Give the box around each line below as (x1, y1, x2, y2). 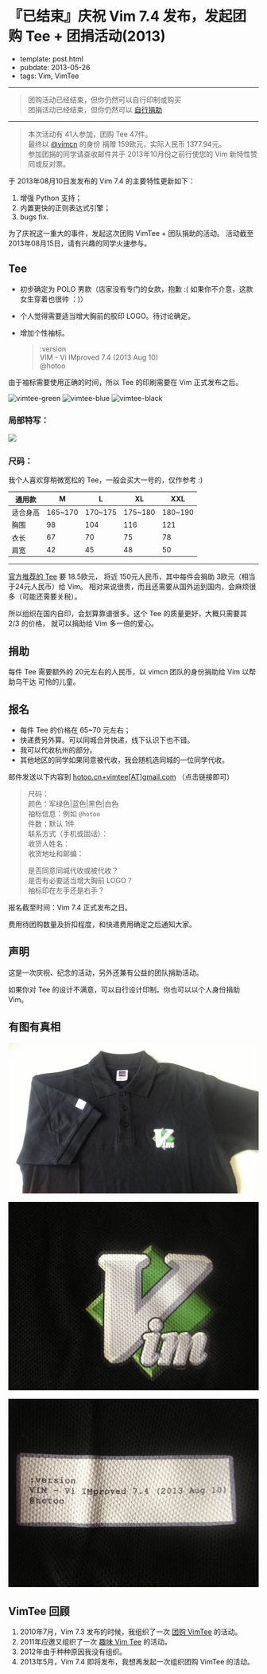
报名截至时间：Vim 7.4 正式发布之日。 (8, 902, 133, 912)
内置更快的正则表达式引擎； (19, 202, 111, 212)
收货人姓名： (27, 839, 70, 848)
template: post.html (19, 53, 83, 64)
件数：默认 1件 (27, 819, 75, 828)
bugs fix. (19, 212, 49, 222)
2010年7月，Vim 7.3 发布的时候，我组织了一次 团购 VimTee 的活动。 (19, 1627, 242, 1637)
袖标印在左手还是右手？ (27, 886, 105, 895)
